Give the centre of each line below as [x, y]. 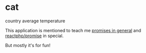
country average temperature [35, 21]
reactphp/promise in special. [34, 36]
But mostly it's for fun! [28, 45]
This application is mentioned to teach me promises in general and [73, 30]
